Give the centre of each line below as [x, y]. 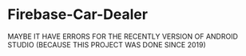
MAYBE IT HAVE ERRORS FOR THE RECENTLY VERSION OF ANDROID [123, 36]
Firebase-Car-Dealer [78, 15]
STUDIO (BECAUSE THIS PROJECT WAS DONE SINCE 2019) [107, 44]
